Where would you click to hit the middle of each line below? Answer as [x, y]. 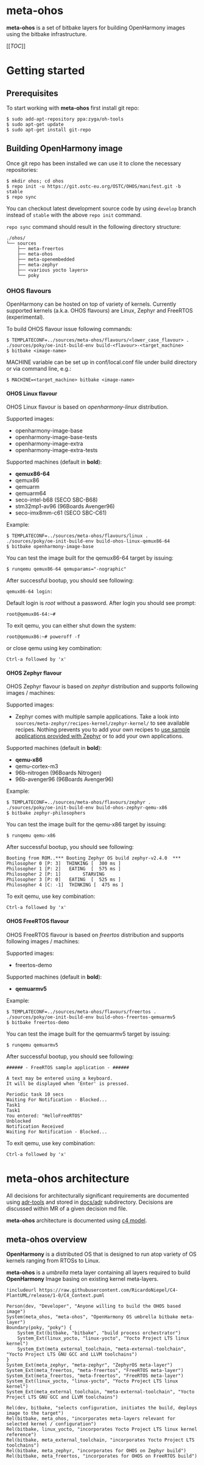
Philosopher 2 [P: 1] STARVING [55, 874]
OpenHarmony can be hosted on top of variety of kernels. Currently [91, 304]
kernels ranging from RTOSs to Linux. [53, 1261]
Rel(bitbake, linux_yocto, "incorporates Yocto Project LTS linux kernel [102, 1430]
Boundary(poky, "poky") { [39, 1328]
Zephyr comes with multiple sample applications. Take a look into [97, 717]
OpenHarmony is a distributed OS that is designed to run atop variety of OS [101, 1254]
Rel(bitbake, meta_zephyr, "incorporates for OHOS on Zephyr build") [97, 1451]
